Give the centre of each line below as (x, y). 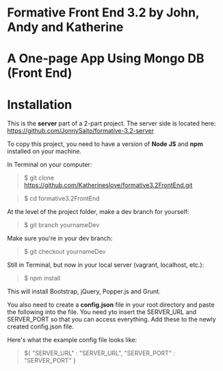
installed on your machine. (44, 152)
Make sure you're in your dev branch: (60, 239)
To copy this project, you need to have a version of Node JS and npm (105, 144)
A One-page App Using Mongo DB (106, 59)
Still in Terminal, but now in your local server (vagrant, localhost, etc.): (106, 265)
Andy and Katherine (65, 27)
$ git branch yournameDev (62, 225)
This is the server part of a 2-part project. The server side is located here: (112, 123)
